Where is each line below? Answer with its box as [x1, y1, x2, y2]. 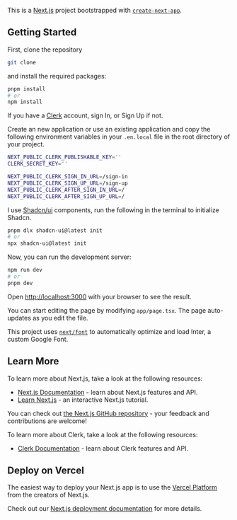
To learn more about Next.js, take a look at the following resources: [7, 374, 203, 383]
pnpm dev [7, 279, 33, 287]
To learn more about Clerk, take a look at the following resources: [7, 430, 198, 439]
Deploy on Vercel [7, 465, 85, 477]
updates [7, 313, 32, 322]
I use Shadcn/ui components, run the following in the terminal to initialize [7, 205, 219, 214]
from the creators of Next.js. [7, 491, 90, 499]
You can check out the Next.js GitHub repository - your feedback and [7, 409, 210, 417]
